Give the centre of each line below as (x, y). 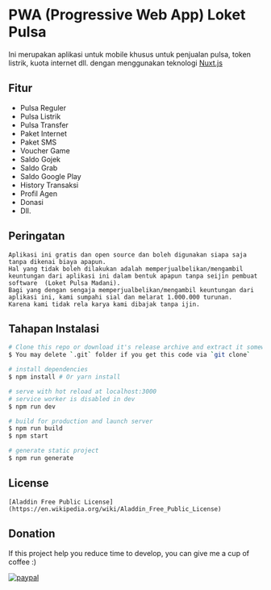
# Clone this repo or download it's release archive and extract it (126, 347)
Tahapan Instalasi (54, 328)
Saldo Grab (39, 168)
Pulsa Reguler (43, 107)
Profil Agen (39, 193)
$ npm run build (35, 429)
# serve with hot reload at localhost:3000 (83, 391)
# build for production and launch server (81, 421)
